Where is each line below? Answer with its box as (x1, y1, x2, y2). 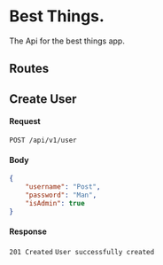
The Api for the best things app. (9, 35, 126, 46)
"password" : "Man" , (25, 191, 97, 199)
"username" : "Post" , (25, 183, 101, 191)
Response (9, 226, 47, 237)
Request (9, 116, 42, 127)
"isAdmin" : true (25, 199, 86, 207)
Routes (9, 61, 50, 76)
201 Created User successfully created (9, 247, 155, 256)
